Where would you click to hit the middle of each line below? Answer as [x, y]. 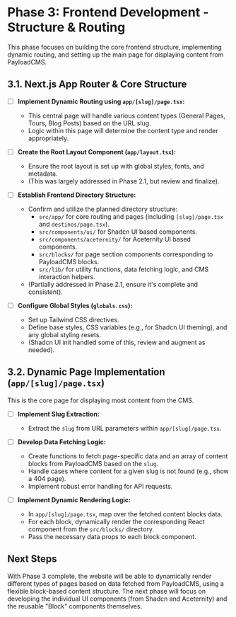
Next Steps [32, 559]
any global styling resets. [64, 335]
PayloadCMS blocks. [69, 261]
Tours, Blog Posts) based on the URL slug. [89, 123]
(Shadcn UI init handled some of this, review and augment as [117, 342]
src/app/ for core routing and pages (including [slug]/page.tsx [131, 216]
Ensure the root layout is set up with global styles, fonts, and [116, 166]
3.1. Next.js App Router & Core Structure [97, 85]
